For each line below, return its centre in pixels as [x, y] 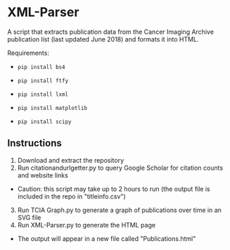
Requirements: [28, 53]
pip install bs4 [41, 67]
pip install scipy [44, 121]
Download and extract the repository [71, 160]
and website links [43, 175]
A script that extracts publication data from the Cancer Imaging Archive [111, 32]
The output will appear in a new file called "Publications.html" [107, 238]
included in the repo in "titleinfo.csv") [72, 196]
